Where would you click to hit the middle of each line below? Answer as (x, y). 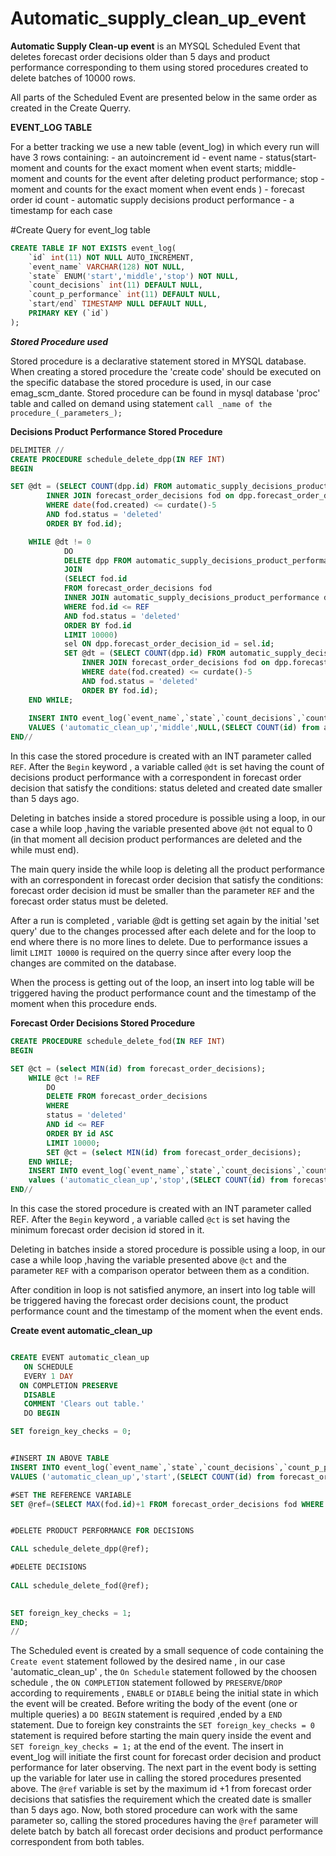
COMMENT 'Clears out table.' (84, 1404)
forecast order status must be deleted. (89, 901)
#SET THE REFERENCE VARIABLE (71, 1495)
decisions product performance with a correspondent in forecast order (156, 778)
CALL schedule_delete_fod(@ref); (80, 1585)
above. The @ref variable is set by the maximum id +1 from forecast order (161, 1789)
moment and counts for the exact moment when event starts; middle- (153, 168)
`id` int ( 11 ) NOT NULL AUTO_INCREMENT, (111, 257)
